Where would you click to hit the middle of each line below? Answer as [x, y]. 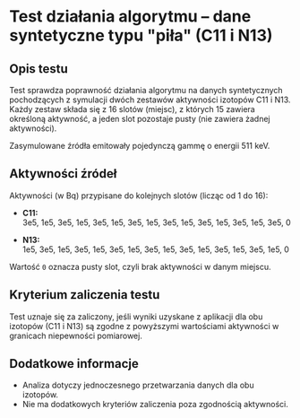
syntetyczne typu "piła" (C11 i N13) [141, 35]
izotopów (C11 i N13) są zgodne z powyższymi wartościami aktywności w [144, 326]
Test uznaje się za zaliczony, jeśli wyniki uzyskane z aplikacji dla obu [136, 317]
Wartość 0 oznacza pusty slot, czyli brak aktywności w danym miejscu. [140, 266]
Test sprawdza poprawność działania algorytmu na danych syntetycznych [146, 90]
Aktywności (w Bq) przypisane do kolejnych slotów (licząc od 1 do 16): [139, 196]
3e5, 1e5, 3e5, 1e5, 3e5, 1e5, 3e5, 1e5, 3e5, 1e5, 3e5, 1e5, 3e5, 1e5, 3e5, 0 [156, 222]
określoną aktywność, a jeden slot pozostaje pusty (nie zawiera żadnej [140, 119]
